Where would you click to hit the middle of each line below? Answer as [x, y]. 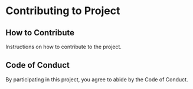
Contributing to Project [63, 11]
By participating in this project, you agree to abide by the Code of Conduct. [97, 79]
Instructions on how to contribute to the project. [64, 47]
